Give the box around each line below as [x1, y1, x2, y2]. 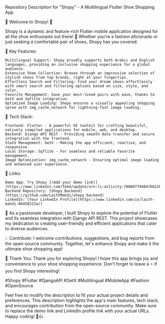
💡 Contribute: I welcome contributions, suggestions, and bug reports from [5, 235, 155, 241]
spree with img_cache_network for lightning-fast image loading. [5, 105, 141, 110]
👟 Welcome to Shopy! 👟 [5, 19, 53, 25]
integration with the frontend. [5, 136, 71, 141]
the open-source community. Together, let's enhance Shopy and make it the [5, 241, 159, 246]
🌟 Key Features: [5, 49, 37, 54]
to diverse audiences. [5, 226, 49, 231]
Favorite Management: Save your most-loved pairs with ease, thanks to [5, 92, 155, 97]
